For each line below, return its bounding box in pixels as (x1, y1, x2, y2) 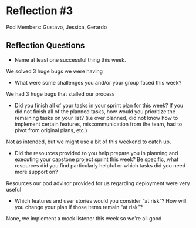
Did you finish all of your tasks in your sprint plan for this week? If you (14, 102, 184, 109)
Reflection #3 (6, 4, 73, 18)
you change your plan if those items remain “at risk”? (14, 203, 143, 210)
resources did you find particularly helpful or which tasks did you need (14, 162, 186, 169)
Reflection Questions (6, 41, 85, 51)
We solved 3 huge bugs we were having (6, 68, 103, 75)
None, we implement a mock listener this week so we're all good (6, 214, 162, 222)
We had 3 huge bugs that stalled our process (6, 90, 115, 98)
